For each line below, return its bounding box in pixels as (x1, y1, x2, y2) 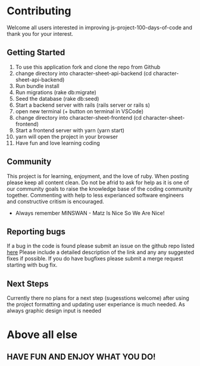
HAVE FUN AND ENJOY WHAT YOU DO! (7, 352, 156, 362)
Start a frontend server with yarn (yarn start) (15, 126, 124, 134)
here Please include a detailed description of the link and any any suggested (7, 249, 194, 256)
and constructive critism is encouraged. (7, 198, 105, 205)
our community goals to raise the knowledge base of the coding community (7, 185, 193, 192)
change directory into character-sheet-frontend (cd (15, 114, 142, 121)
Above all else (7, 328, 78, 342)
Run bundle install (15, 82, 60, 89)
